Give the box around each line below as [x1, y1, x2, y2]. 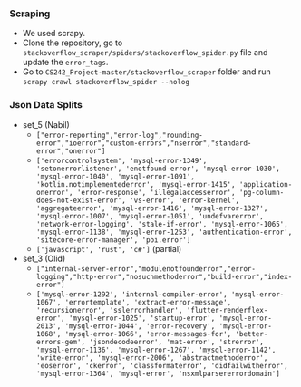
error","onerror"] [35, 146, 106, 156]
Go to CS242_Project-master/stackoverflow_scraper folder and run [22, 66, 271, 77]
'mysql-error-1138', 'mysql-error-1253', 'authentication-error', [35, 227, 293, 237]
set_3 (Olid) [22, 253, 66, 264]
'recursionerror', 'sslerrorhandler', [35, 305, 183, 314]
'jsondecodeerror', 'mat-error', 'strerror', [89, 337, 265, 346]
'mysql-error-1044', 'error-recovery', [64, 321, 216, 331]
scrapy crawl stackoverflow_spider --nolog [22, 78, 190, 87]
